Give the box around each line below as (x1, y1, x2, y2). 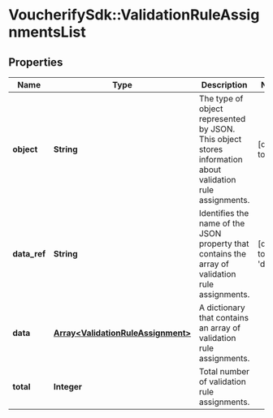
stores (198, 144, 223, 155)
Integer (53, 381, 83, 392)
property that (198, 238, 249, 249)
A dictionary (198, 302, 245, 313)
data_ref (12, 248, 46, 259)
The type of (198, 93, 244, 104)
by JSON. (198, 123, 236, 135)
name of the (198, 218, 245, 229)
